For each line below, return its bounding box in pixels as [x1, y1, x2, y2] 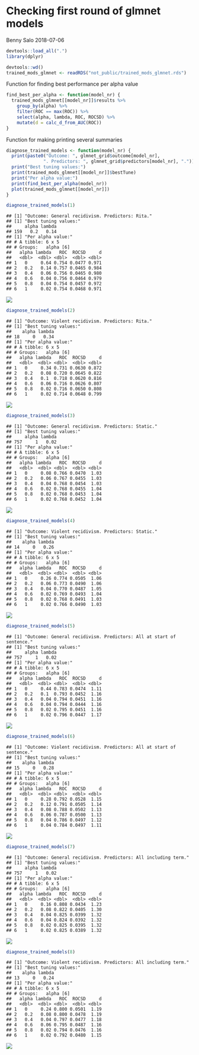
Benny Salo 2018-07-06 [6, 36, 65, 43]
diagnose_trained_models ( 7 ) [6, 843, 76, 850]
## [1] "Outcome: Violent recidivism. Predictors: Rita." [6, 318, 152, 325]
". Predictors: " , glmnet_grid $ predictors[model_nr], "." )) [43, 159, 195, 165]
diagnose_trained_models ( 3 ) [6, 413, 76, 419]
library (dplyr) [6, 54, 44, 59]
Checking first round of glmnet [6, 4, 161, 18]
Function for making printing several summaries [6, 136, 123, 143]
